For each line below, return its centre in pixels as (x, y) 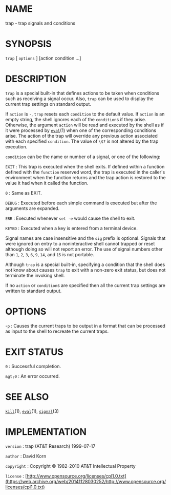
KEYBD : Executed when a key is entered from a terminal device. (72, 228)
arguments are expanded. (33, 208)
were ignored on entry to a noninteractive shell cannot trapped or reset (80, 243)
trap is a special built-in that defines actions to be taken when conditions (82, 93)
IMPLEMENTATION (46, 432)
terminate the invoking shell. (35, 275)
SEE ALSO (27, 397)
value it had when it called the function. (47, 183)
